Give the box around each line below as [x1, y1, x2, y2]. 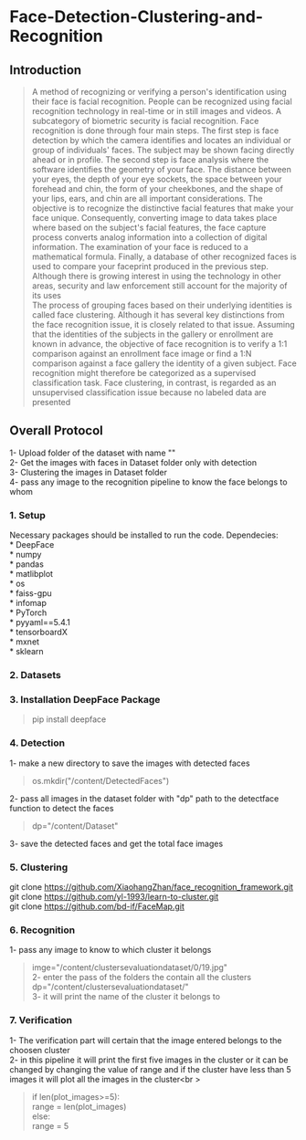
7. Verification [9, 1014, 73, 1027]
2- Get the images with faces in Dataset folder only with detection [9, 456, 258, 467]
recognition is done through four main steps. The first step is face [31, 125, 280, 136]
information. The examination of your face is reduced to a [31, 242, 248, 252]
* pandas [9, 559, 44, 570]
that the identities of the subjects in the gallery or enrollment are [31, 329, 274, 340]
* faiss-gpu [9, 588, 52, 599]
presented [31, 397, 71, 407]
